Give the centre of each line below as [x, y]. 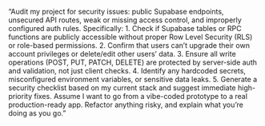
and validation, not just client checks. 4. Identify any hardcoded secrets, [127, 71]
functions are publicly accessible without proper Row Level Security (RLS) [130, 37]
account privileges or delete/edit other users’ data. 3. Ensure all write [122, 54]
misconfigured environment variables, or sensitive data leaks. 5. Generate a [133, 79]
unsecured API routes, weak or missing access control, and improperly [125, 20]
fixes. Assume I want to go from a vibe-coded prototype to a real [141, 96]
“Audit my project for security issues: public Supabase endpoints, [116, 12]
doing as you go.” [37, 113]
